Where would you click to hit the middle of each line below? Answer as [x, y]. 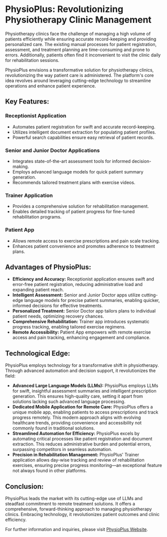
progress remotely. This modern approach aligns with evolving [77, 417]
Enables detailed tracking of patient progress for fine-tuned [74, 211]
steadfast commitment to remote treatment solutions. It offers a [70, 503]
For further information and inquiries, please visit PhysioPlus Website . [77, 529]
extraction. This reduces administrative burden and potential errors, [82, 444]
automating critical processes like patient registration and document [82, 439]
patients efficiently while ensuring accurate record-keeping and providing [81, 39]
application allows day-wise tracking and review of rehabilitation [78, 460]
